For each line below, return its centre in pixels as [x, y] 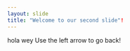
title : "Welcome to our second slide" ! [66, 20]
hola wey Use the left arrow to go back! [64, 40]
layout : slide [28, 14]
